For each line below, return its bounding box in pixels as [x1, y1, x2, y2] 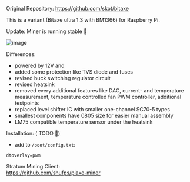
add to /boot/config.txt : [14, 141, 76, 148]
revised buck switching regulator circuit [14, 75, 111, 81]
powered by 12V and [14, 62, 65, 69]
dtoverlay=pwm [6, 153, 41, 158]
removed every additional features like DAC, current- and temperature [14, 87, 184, 94]
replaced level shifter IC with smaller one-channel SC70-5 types [14, 106, 171, 112]
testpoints [14, 100, 39, 107]
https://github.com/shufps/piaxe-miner [6, 169, 101, 176]
